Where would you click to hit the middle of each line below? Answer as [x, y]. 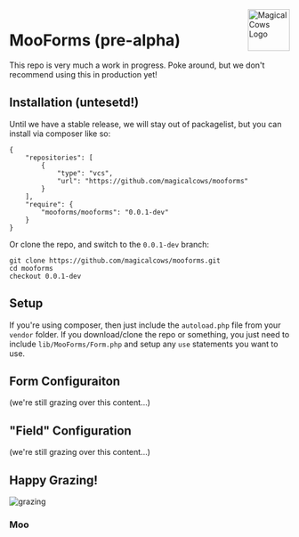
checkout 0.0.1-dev [45, 276]
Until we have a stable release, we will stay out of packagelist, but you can [145, 124]
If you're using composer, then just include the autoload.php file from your [145, 325]
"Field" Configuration [70, 431]
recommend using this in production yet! [83, 74]
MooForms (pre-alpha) [95, 41]
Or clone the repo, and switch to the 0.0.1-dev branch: [109, 244]
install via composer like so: [60, 134]
